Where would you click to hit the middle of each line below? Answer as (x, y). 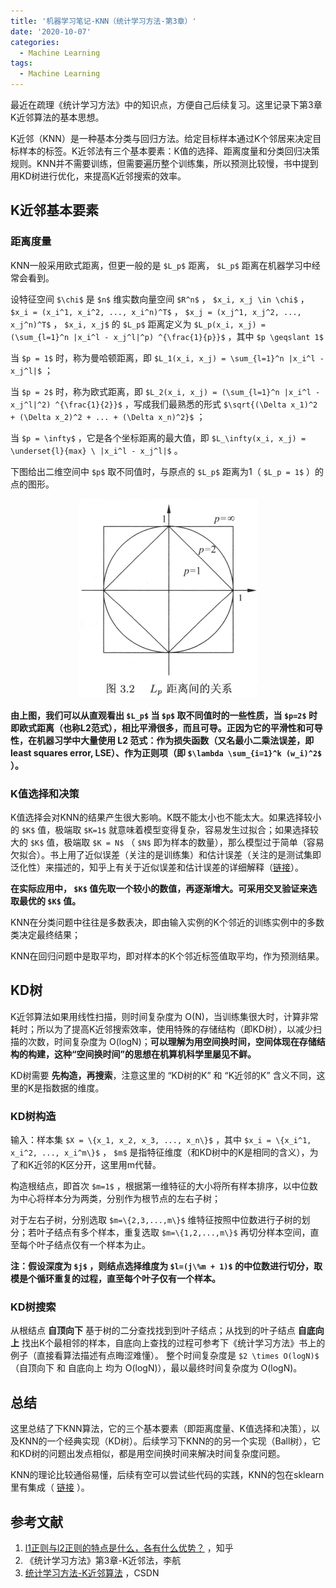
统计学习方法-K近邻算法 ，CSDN (92, 1573)
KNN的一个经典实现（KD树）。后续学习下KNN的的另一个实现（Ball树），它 (170, 1441)
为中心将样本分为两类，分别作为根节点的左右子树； (115, 1199)
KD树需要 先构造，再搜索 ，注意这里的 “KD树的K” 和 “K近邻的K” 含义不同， (163, 1075)
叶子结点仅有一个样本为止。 (93, 1245)
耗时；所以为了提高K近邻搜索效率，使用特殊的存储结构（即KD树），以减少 (161, 1029)
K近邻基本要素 (55, 210)
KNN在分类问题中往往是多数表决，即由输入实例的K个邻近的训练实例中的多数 (167, 922)
